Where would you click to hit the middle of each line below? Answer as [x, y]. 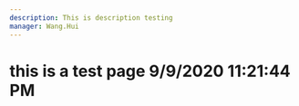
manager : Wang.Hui [44, 26]
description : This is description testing [91, 18]
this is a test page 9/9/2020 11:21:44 [150, 71]
